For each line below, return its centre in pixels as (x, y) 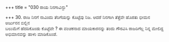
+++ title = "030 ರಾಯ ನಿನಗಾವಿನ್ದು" (37, 7)
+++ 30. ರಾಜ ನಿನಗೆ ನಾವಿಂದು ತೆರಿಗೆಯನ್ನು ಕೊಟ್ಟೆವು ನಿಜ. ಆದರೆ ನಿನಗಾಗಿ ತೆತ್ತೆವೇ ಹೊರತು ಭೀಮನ (78, 17)
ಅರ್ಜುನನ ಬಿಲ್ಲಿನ (18, 23)
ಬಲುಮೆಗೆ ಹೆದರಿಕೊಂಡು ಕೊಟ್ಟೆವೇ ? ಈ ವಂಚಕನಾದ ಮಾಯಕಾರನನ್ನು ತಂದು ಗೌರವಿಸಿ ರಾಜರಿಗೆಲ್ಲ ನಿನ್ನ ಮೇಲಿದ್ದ (84, 28)
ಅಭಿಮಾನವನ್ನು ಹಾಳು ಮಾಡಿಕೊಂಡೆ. (31, 34)
